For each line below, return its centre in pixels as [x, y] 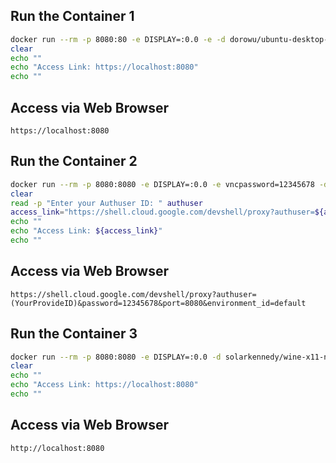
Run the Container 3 [74, 334]
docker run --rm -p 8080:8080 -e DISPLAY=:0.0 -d [116, 357]
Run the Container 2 [74, 161]
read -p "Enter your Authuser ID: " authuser [106, 203]
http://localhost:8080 [57, 448]
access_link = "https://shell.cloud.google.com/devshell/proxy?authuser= [162, 212]
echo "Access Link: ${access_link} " [86, 231]
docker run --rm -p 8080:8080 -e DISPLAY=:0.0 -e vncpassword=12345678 [162, 184]
